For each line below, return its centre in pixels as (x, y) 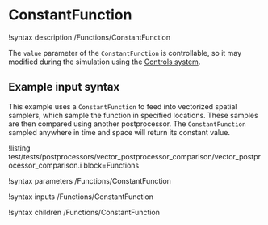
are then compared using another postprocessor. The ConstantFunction (127, 124)
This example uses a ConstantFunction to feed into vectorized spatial (123, 106)
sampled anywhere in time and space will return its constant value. (119, 132)
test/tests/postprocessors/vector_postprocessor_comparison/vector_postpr (134, 156)
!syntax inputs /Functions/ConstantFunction (81, 197)
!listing (19, 148)
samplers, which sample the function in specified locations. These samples (133, 115)
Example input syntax (64, 87)
